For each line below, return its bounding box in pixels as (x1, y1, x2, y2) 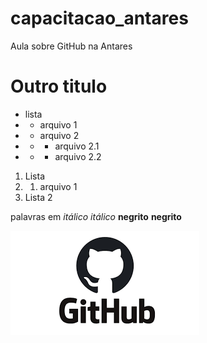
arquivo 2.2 (54, 150, 102, 162)
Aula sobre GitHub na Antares (10, 40, 133, 52)
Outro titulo (10, 75, 108, 98)
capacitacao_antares (10, 7, 189, 30)
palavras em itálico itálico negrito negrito (10, 210, 182, 222)
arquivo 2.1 (54, 140, 100, 152)
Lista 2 (24, 191, 53, 203)
